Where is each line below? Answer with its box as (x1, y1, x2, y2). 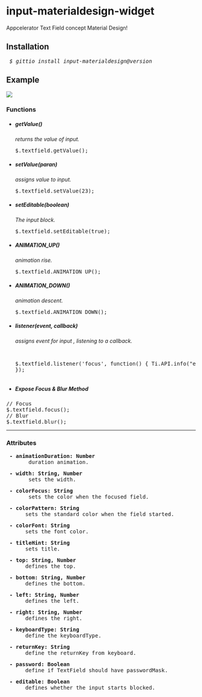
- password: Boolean (9, 661, 70, 667)
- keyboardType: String (9, 626, 79, 633)
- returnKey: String (9, 643, 70, 650)
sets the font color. (25, 528, 89, 535)
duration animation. (28, 459, 89, 465)
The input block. (14, 216, 56, 224)
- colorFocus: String (9, 487, 73, 494)
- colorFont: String (9, 522, 70, 529)
